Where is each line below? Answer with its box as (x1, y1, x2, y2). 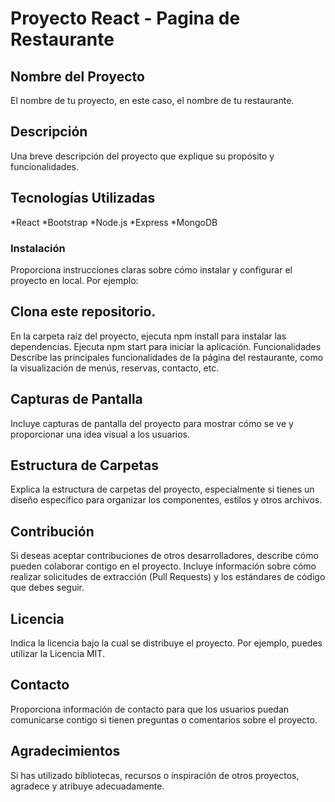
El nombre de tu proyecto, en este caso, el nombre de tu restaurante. (10, 95, 295, 106)
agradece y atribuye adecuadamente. (10, 780, 165, 792)
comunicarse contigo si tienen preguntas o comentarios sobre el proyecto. (10, 713, 318, 726)
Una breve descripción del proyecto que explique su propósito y (10, 150, 275, 162)
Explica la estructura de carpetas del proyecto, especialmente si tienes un (10, 483, 315, 496)
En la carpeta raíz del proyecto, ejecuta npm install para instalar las (10, 330, 287, 342)
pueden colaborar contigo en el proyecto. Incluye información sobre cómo (10, 560, 317, 572)
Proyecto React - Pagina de (10, 7, 241, 30)
